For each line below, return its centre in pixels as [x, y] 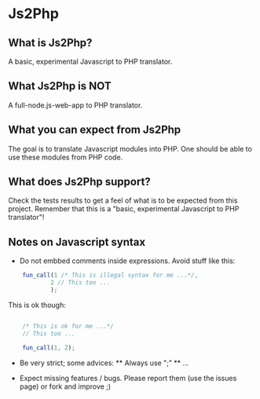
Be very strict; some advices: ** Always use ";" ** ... [104, 363]
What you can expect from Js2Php [95, 130]
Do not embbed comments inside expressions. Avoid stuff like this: [127, 261]
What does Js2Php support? [79, 182]
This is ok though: [37, 305]
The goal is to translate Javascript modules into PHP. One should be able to [130, 148]
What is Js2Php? [50, 43]
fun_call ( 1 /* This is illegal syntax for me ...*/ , [110, 276]
